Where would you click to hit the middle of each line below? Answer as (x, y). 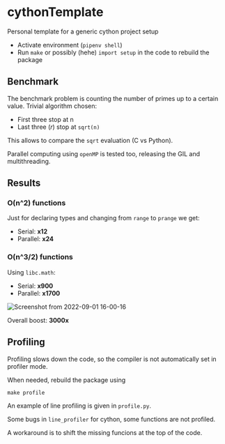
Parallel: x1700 (39, 293)
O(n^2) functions (37, 203)
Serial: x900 (35, 286)
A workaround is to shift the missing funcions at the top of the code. (105, 432)
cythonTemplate (55, 12)
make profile (26, 392)
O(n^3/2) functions (40, 257)
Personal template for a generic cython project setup (83, 31)
